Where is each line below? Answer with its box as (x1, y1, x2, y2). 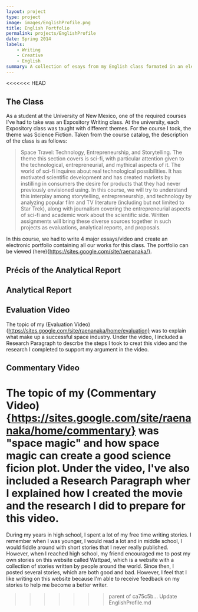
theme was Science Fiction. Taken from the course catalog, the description (6, 131, 189, 139)
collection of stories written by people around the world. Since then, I (6, 562, 174, 570)
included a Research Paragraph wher (6, 474, 191, 488)
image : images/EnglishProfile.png (6, 19, 91, 25)
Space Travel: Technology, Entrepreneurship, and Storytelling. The (20, 149, 183, 156)
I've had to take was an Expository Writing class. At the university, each (6, 119, 180, 126)
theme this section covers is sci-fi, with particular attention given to (20, 155, 184, 162)
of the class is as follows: (6, 137, 68, 144)
